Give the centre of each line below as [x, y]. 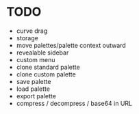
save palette [34, 81]
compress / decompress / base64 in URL [74, 103]
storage [27, 38]
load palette [33, 89]
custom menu [36, 59]
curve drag [32, 31]
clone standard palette [48, 67]
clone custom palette [46, 74]
